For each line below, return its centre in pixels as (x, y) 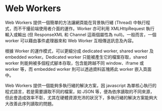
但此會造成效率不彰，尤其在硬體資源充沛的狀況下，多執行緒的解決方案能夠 (79, 97)
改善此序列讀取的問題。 (32, 103)
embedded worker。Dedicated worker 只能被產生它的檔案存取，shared (76, 57)
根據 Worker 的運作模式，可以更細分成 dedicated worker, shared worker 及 (79, 51)
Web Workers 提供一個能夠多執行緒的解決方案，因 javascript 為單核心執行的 (81, 85)
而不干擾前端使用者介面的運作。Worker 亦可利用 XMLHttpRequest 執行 (84, 28)
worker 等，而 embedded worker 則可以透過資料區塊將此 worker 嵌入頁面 (78, 69)
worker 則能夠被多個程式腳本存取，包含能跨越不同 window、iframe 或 (74, 63)
